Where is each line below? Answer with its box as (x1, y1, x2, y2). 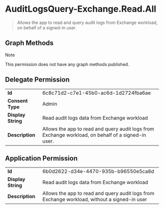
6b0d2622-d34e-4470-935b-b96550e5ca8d (42, 168, 155, 175)
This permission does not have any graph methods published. (5, 61, 129, 67)
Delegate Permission (5, 76, 70, 84)
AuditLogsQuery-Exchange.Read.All (5, 3, 157, 15)
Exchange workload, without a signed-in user (42, 196, 147, 203)
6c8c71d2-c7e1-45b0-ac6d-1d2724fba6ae (42, 89, 151, 96)
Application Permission (5, 154, 78, 162)
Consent (7, 97, 28, 104)
